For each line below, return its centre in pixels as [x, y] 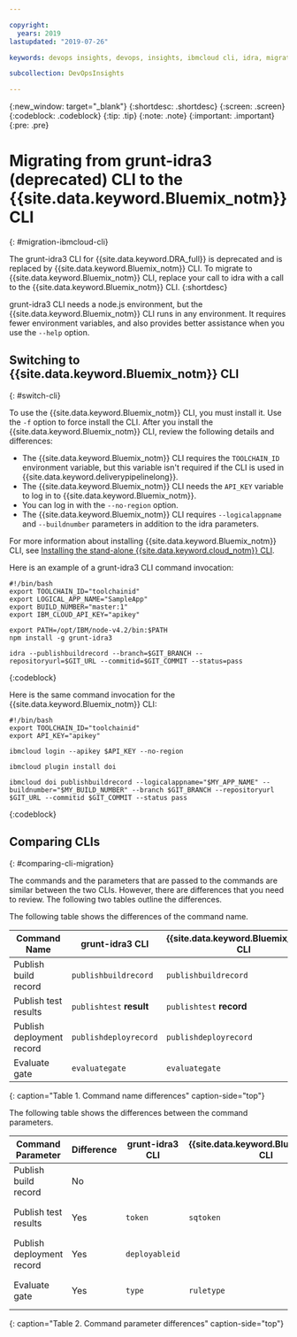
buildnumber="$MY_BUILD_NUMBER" [69, 790]
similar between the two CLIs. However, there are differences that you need [147, 889]
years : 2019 [39, 33]
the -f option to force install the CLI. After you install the [111, 422]
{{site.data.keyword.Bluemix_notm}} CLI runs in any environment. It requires [148, 314]
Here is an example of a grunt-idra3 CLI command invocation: [122, 567]
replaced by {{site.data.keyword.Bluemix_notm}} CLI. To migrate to [131, 269]
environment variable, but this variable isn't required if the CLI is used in [153, 467]
